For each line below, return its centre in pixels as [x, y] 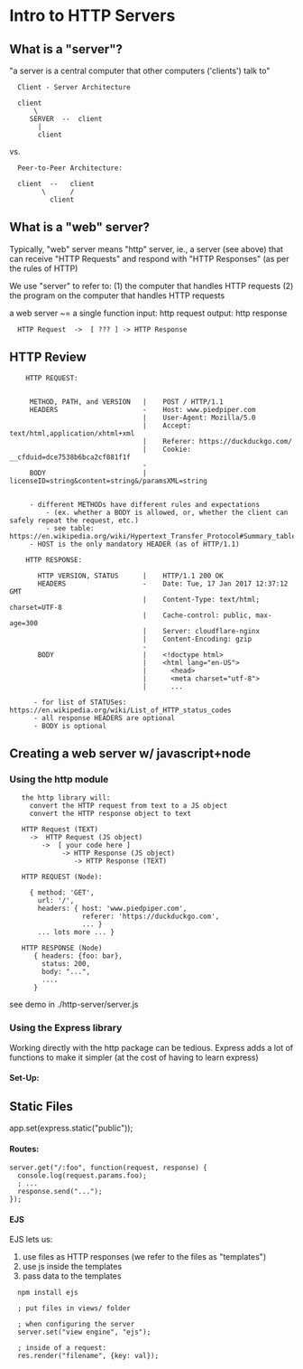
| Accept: [167, 426]
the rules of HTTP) [44, 268]
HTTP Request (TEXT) [60, 830]
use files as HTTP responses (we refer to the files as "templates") [144, 1257]
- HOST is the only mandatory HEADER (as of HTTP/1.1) [135, 544]
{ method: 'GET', [62, 893]
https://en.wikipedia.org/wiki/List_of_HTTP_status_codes [120, 710]
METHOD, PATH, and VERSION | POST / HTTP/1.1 [126, 402]
